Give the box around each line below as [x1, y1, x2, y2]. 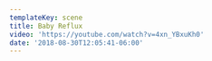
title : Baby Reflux [9, 22, 83, 30]
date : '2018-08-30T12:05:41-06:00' [9, 38, 144, 48]
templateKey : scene [9, 13, 83, 22]
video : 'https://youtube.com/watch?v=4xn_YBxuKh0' [9, 30, 205, 39]
